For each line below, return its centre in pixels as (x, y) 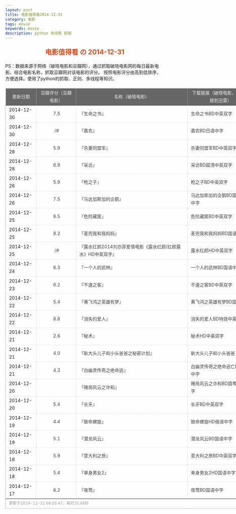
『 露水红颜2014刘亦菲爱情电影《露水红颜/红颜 (128, 247)
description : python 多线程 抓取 (38, 33)
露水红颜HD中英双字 (212, 250)
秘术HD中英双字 (208, 336)
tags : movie (18, 24)
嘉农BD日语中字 (207, 131)
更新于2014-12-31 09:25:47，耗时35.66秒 (49, 503)
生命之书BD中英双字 (212, 113)
